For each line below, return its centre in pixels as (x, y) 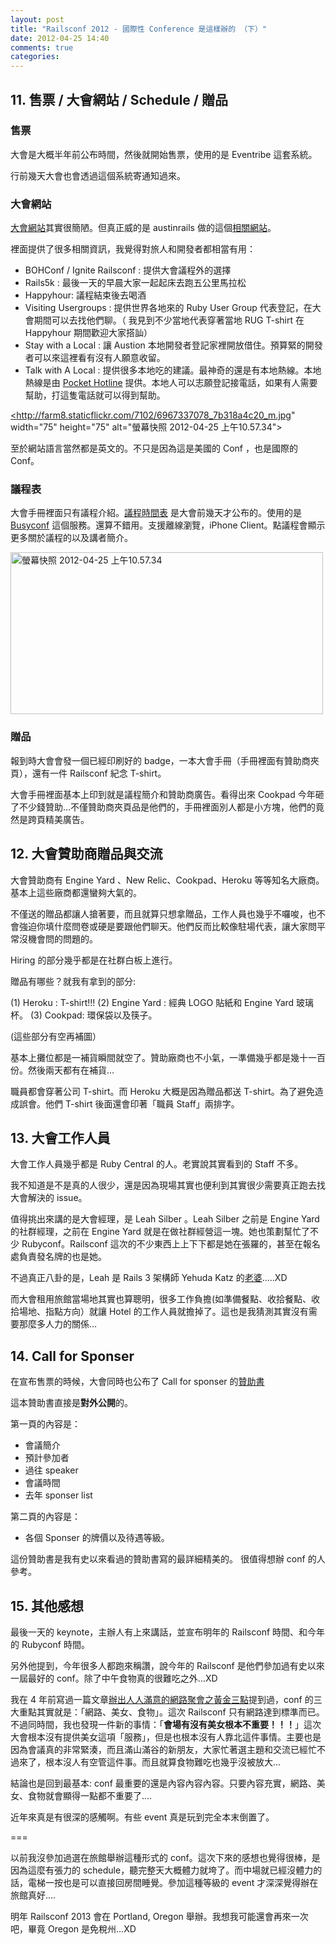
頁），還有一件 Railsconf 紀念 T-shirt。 (88, 773)
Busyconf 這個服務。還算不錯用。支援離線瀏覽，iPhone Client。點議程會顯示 (168, 525)
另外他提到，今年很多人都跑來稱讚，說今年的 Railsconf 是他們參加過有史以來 (167, 1665)
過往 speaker (51, 1470)
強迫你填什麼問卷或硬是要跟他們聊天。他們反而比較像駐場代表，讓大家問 (167, 926)
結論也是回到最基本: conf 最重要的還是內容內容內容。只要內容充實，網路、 (163, 1783)
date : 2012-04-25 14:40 (60, 38)
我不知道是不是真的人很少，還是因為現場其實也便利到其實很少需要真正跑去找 (168, 1185)
